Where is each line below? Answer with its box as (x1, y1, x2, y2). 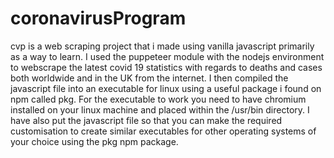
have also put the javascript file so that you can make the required (10, 114, 283, 126)
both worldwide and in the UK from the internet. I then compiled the (10, 72, 289, 84)
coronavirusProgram (10, 7, 187, 30)
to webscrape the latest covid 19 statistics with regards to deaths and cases (10, 61, 323, 73)
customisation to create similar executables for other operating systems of (10, 125, 317, 137)
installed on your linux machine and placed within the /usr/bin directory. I (10, 103, 310, 116)
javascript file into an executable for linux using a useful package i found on (10, 82, 322, 94)
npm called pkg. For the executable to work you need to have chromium (10, 93, 307, 105)
